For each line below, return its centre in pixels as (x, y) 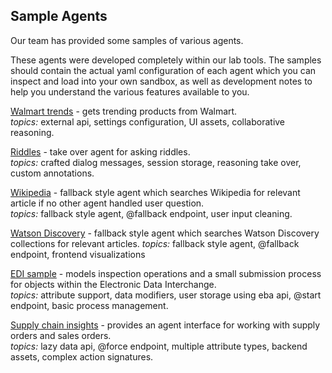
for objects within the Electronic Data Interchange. (113, 284)
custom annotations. (52, 173)
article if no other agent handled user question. (107, 203)
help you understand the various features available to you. (130, 91)
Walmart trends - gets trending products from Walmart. (124, 111)
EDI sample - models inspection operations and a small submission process (166, 273)
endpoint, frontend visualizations (78, 254)
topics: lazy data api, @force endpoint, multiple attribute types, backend (159, 346)
